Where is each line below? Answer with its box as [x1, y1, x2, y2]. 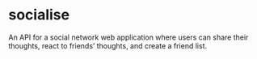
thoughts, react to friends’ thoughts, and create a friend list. [8, 40, 208, 50]
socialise [8, 6, 70, 24]
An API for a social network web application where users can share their [8, 32, 249, 42]
